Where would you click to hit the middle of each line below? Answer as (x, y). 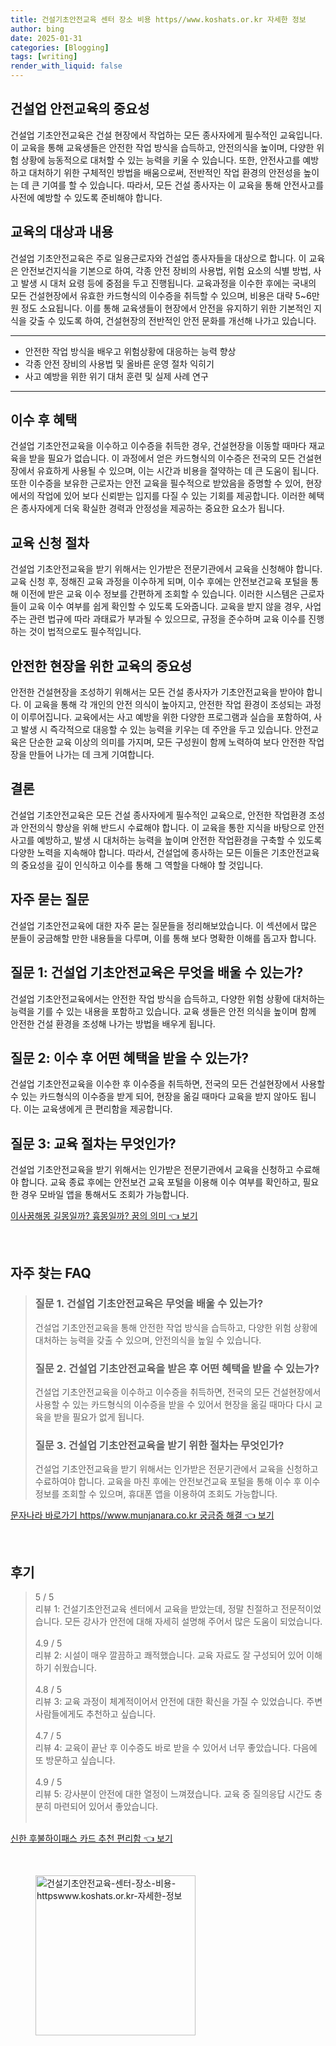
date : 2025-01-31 (46, 38)
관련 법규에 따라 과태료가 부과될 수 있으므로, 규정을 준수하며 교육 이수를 (167, 619)
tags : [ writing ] (44, 57)
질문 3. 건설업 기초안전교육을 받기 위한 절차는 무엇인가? (159, 1446)
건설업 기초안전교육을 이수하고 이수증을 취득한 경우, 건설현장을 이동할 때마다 (158, 446)
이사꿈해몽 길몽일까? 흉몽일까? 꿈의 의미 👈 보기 (104, 1216)
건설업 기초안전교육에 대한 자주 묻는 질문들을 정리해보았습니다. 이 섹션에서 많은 (164, 925)
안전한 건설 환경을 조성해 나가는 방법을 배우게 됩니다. (113, 1023)
